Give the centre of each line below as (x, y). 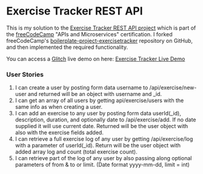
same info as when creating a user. (59, 107)
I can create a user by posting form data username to (82, 88)
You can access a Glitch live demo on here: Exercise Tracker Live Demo (96, 59)
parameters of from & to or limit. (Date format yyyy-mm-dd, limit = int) (102, 165)
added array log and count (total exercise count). (76, 152)
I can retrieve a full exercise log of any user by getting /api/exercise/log (104, 139)
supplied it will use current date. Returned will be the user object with (101, 126)
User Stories (25, 74)
